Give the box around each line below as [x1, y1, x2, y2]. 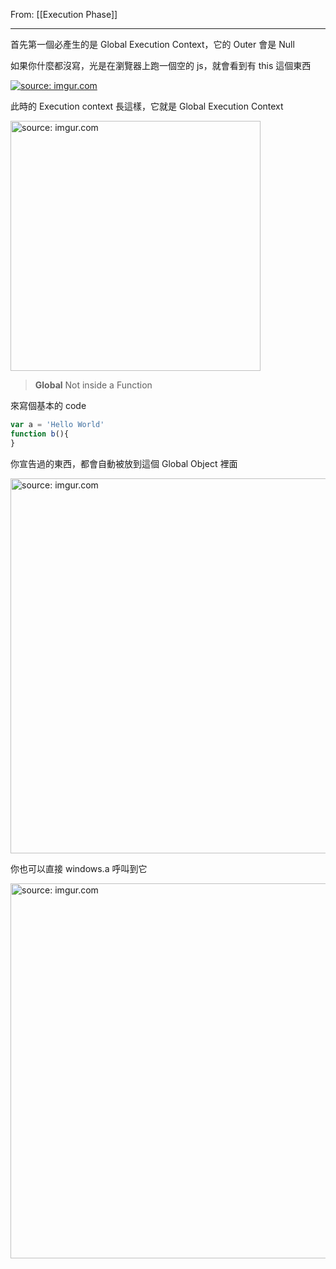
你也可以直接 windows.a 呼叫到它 [10, 862, 148, 874]
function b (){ [10, 429, 70, 439]
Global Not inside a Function [34, 379, 153, 391]
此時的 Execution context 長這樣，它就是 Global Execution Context [10, 100, 284, 112]
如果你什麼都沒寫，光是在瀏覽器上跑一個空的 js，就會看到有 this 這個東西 [10, 60, 312, 71]
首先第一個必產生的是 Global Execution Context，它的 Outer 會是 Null [10, 39, 295, 50]
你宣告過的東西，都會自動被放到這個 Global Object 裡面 [10, 457, 238, 469]
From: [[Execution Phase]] [10, 9, 118, 20]
